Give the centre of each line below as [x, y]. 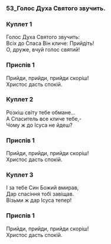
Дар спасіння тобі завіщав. [40, 194]
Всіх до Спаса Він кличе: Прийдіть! [50, 43]
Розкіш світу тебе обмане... [41, 112]
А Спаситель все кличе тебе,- [44, 118]
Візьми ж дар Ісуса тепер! [39, 200]
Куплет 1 [19, 24]
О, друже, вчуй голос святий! [43, 50]
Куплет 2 [20, 99]
